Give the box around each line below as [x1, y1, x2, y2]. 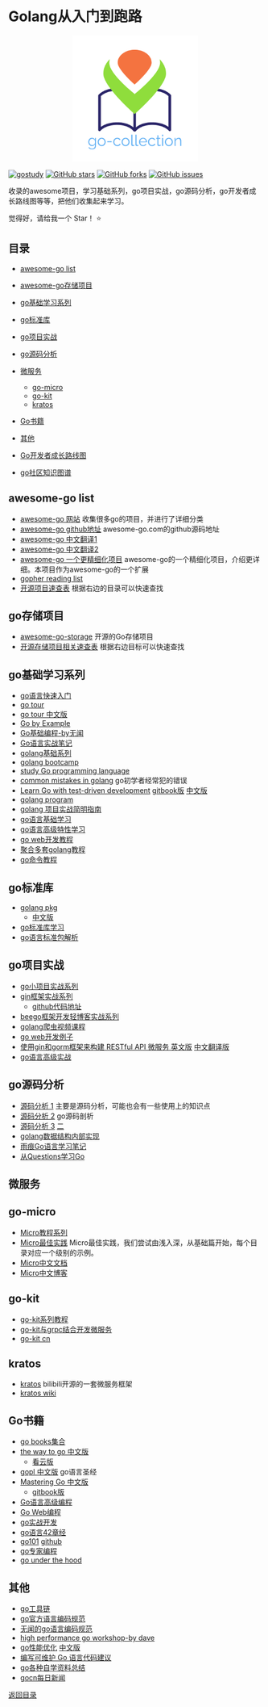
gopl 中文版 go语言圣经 [19, 1467, 97, 1477]
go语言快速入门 [19, 691, 72, 701]
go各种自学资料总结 [19, 1663, 86, 1672]
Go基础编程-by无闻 [19, 728, 85, 738]
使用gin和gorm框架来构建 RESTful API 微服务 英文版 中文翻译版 [19, 1042, 230, 1051]
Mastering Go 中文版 [19, 1477, 89, 1487]
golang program [19, 795, 74, 804]
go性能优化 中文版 [19, 1642, 80, 1652]
